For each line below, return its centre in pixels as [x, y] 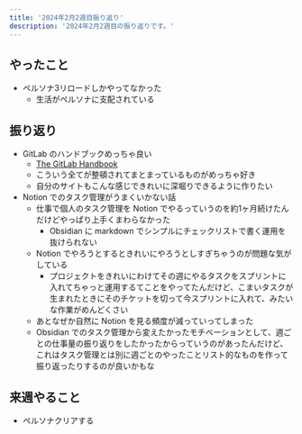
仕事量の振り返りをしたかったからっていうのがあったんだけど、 [170, 344]
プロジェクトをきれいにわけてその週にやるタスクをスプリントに [168, 276]
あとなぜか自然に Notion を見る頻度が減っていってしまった [145, 321]
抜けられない [73, 242]
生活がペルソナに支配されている [95, 99]
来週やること [45, 397]
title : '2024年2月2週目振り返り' [67, 18]
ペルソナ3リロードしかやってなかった [92, 88]
